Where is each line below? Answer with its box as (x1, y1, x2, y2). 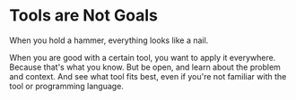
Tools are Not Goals (9, 5, 159, 26)
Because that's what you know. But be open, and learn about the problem (9, 62, 281, 72)
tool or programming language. (9, 80, 124, 91)
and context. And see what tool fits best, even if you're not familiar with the (9, 71, 287, 81)
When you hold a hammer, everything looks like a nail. (9, 35, 209, 46)
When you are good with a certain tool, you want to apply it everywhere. (9, 52, 276, 62)
